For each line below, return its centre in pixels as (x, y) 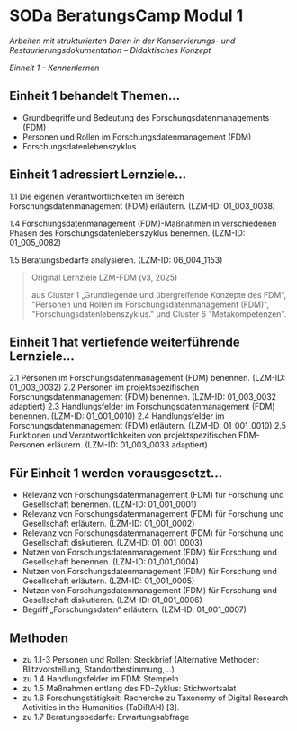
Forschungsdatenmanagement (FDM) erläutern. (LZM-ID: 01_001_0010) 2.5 (148, 426)
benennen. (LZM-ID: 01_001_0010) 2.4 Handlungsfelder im (117, 416)
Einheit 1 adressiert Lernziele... (98, 175)
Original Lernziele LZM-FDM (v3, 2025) (104, 277)
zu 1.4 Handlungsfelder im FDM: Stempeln (100, 679)
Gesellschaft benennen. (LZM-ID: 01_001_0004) (111, 562)
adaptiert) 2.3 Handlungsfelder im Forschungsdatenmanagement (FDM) (143, 407)
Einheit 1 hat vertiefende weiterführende (125, 342)
